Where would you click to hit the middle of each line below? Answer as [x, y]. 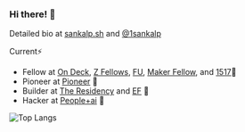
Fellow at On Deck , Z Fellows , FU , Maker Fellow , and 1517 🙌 [129, 72]
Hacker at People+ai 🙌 [63, 101]
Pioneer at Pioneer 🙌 [60, 82]
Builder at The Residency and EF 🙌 [86, 91]
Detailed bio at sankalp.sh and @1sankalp [86, 34]
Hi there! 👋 [33, 14]
